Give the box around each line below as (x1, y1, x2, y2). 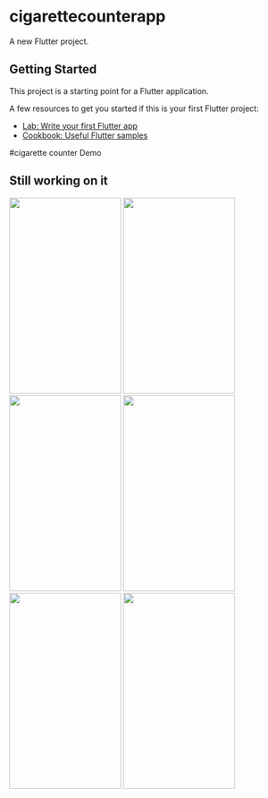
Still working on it (9, 173, 109, 189)
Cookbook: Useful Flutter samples (21, 130, 148, 141)
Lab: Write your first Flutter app (21, 120, 138, 131)
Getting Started (9, 62, 97, 77)
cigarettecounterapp (9, 6, 166, 27)
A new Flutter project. (9, 36, 89, 47)
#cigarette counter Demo (9, 147, 102, 158)
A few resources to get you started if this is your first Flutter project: (9, 103, 259, 114)
